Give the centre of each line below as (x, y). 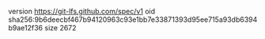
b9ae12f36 (26, 28)
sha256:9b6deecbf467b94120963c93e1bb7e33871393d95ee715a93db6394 (133, 19)
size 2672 (61, 28)
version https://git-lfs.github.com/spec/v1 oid (82, 11)
